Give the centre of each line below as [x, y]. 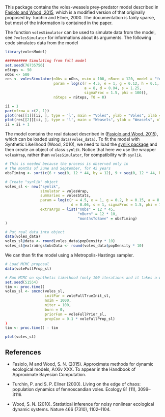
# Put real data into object [35, 232]
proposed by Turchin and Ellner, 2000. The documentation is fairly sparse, [80, 17]
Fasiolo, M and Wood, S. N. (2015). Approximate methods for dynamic [83, 364]
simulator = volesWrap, [65, 191]
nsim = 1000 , [58, 301]
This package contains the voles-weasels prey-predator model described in [82, 7]
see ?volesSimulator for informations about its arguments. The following [78, 37]
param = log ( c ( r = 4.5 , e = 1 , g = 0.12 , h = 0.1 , [106, 84]
